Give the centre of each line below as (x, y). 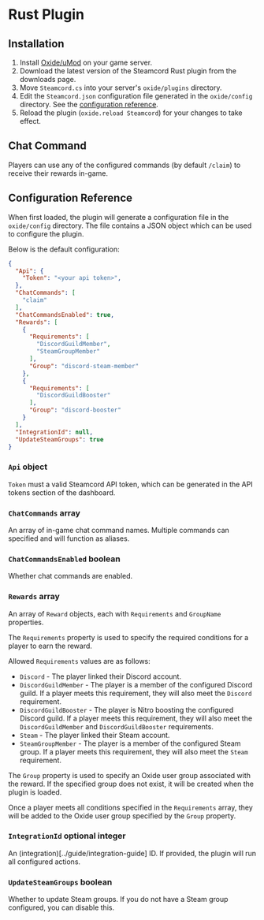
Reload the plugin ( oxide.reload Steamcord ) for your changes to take (131, 113)
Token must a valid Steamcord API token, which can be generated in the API (131, 484)
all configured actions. (45, 862)
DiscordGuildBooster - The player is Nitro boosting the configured (126, 710)
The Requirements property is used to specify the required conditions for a (128, 637)
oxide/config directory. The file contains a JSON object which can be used (130, 225)
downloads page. (48, 79)
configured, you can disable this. (61, 907)
